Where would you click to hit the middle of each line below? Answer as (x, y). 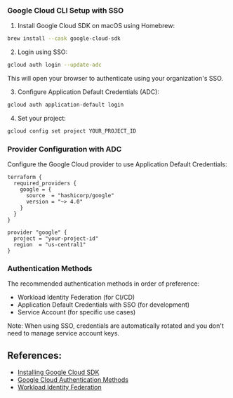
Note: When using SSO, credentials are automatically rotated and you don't (116, 326)
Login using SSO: (42, 52)
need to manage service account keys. (64, 333)
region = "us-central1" (50, 245)
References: (34, 356)
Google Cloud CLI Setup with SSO (66, 11)
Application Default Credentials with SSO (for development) (104, 305)
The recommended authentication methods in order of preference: (104, 284)
